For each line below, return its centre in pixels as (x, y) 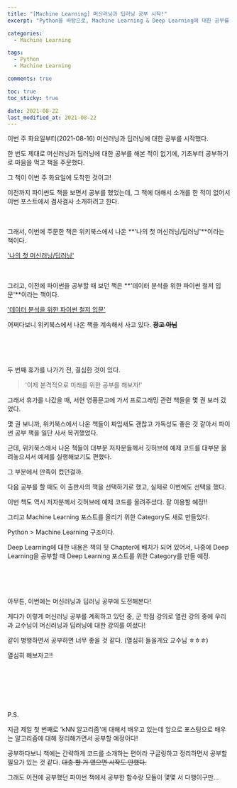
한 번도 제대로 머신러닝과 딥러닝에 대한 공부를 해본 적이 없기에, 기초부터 (106, 154)
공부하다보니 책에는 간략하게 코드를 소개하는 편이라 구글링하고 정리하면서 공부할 (117, 753)
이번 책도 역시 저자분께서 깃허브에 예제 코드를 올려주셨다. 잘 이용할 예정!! (108, 502)
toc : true (22, 91)
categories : (25, 33)
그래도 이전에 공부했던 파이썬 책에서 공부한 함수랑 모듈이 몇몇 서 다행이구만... (113, 777)
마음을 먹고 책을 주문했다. (50, 162)
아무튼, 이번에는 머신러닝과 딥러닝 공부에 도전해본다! (79, 601)
